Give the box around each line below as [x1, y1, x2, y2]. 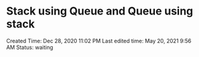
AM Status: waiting [6, 44, 53, 51]
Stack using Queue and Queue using [6, 4, 194, 18]
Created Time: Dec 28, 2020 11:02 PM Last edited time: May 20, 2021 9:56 [6, 37, 192, 44]
